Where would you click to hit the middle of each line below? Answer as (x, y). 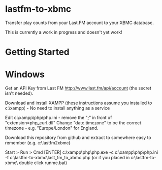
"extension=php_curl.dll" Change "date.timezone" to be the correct (73, 123)
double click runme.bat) (43, 163)
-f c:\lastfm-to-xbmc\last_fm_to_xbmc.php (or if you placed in (67, 158)
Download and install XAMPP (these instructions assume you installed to (79, 103)
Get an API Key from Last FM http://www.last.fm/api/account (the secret (78, 88)
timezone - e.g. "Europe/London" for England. (52, 128)
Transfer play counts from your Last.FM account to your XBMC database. (80, 23)
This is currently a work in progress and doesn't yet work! (64, 32)
